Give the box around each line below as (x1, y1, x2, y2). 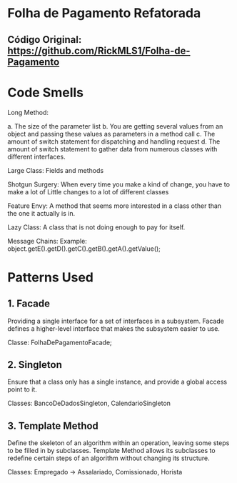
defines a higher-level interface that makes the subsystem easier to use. (7, 324, 220, 333)
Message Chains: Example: (7, 236, 87, 245)
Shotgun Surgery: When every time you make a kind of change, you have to (7, 180, 231, 189)
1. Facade (7, 298, 51, 310)
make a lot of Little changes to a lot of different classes (7, 187, 169, 196)
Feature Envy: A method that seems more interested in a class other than (7, 201, 222, 210)
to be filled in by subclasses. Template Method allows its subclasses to (7, 447, 216, 455)
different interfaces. (7, 152, 66, 161)
